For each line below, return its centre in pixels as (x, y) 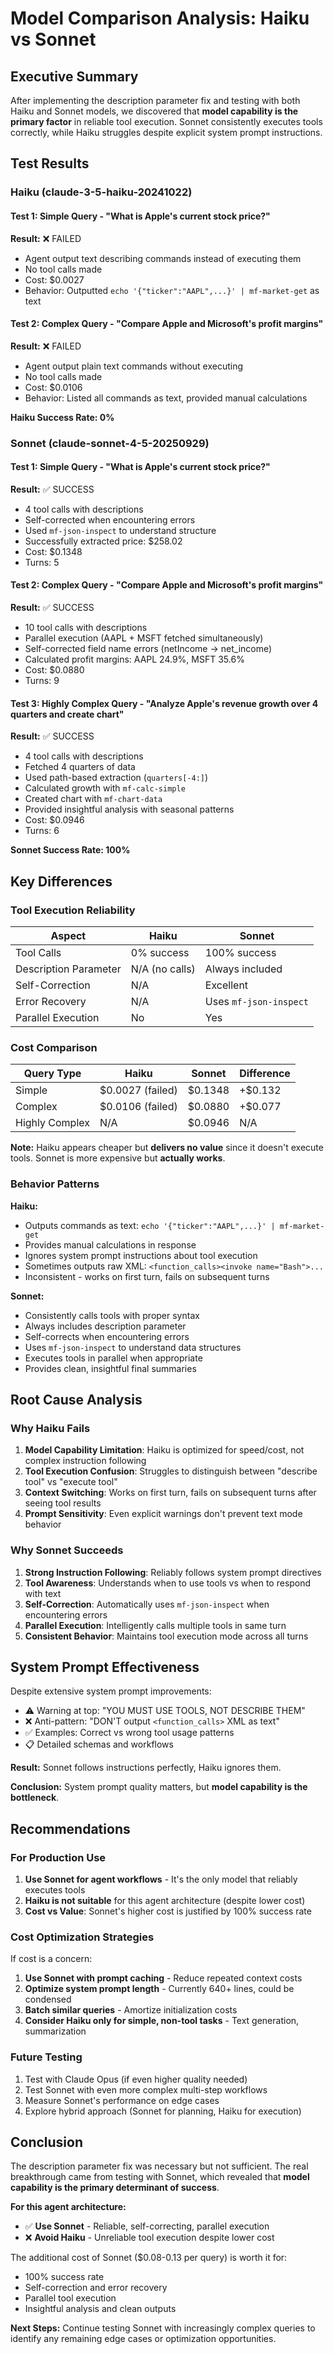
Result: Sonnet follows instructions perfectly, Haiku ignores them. (146, 1768)
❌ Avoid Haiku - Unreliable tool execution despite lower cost (149, 2238)
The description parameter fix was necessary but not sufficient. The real (159, 2166)
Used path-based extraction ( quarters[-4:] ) (116, 778)
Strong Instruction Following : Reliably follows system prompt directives (173, 1572)
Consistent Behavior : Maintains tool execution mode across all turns (166, 1636)
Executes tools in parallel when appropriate (113, 1358)
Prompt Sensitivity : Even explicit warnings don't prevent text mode (163, 1514)
